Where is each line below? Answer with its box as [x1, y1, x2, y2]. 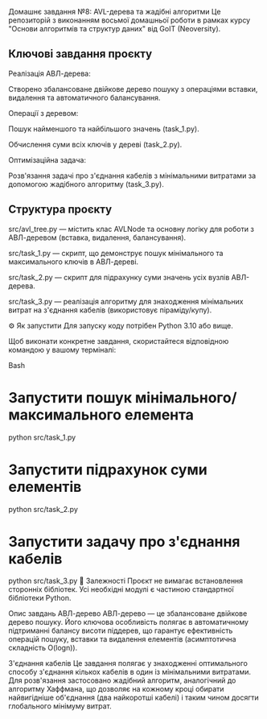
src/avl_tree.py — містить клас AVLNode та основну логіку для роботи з [8, 224, 255, 233]
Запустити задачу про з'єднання [8, 532, 240, 551]
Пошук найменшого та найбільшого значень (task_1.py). [8, 124, 199, 134]
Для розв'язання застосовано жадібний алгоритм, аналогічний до [8, 676, 236, 685]
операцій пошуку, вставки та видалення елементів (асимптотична [8, 634, 236, 644]
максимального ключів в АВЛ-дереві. [8, 257, 139, 267]
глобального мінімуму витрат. [8, 701, 113, 711]
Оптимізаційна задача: [8, 155, 87, 164]
